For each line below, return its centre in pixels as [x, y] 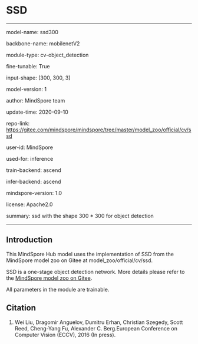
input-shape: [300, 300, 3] [38, 78]
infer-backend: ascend [34, 181]
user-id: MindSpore [29, 147]
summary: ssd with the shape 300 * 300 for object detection [80, 216]
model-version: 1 [27, 89]
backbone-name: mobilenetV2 [43, 43]
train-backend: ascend [34, 170]
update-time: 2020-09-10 [37, 112]
